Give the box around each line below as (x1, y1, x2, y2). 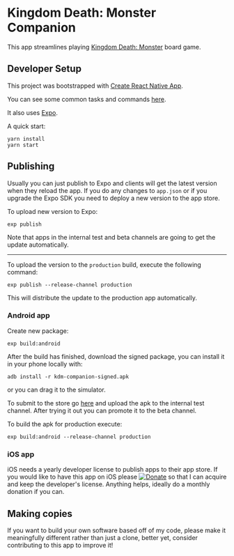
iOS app (7, 449, 35, 459)
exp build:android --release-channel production (7, 433, 151, 440)
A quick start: (7, 122, 46, 130)
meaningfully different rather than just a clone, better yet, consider (7, 533, 198, 541)
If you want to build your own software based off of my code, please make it (7, 526, 226, 534)
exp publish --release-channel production (7, 281, 132, 288)
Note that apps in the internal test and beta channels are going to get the (7, 233, 216, 241)
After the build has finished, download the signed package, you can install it (7, 352, 225, 360)
